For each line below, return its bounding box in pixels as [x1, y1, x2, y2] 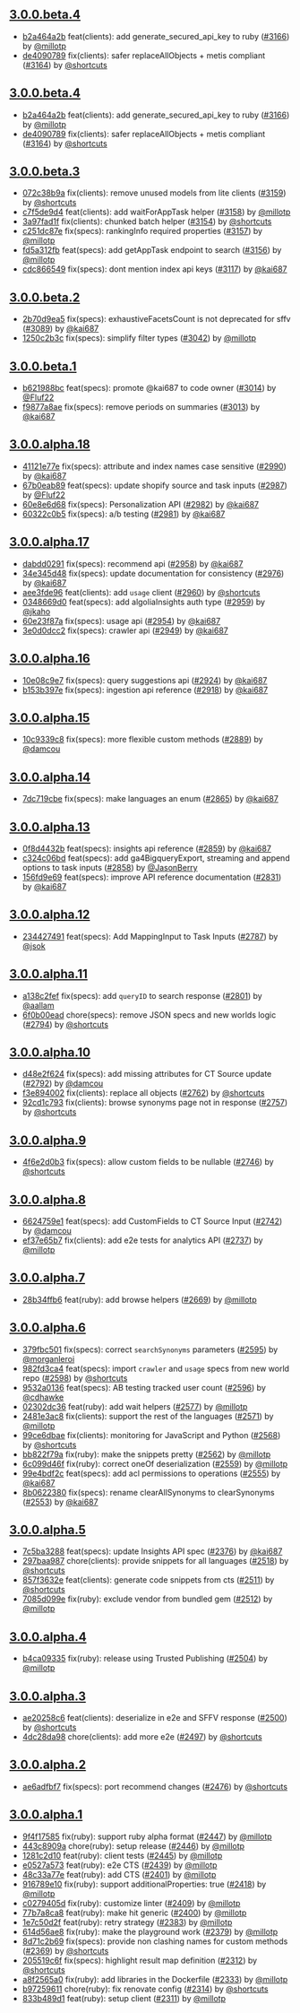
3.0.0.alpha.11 [9, 967, 88, 982]
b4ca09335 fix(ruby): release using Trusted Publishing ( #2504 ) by [21, 1653, 269, 1664]
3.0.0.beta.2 [9, 290, 81, 305]
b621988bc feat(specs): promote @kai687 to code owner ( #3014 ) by [21, 383, 277, 394]
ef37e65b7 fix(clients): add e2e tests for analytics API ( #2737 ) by [21, 1235, 263, 1245]
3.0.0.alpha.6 [9, 1320, 87, 1335]
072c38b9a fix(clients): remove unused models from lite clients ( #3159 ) [21, 187, 287, 198]
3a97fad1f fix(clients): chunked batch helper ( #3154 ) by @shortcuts [21, 216, 272, 227]
